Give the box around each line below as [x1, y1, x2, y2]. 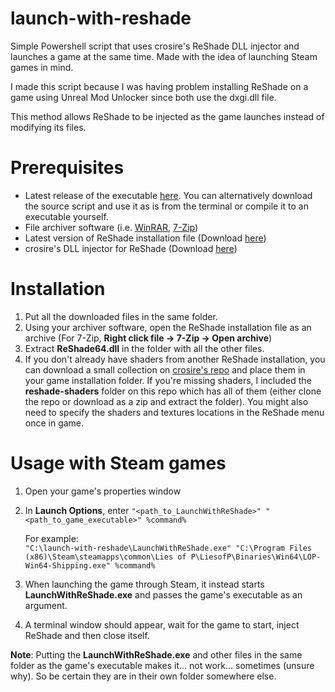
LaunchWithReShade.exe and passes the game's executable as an [24, 588, 303, 601]
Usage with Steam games [10, 452, 227, 474]
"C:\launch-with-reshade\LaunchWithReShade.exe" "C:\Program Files [24, 543, 312, 553]
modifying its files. [10, 121, 87, 133]
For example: [24, 532, 79, 544]
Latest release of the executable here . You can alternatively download [24, 189, 313, 201]
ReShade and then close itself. [24, 629, 150, 641]
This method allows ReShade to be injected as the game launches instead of [10, 110, 325, 122]
